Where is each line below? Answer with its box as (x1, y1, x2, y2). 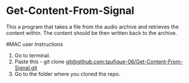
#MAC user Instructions (6, 41, 63, 48)
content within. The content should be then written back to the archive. (6, 29, 177, 36)
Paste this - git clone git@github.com (14, 58, 104, 65)
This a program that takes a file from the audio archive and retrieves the (6, 23, 179, 30)
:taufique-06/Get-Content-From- (104, 58, 183, 65)
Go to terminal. (14, 52, 51, 59)
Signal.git (14, 64, 37, 71)
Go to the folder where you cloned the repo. (14, 70, 121, 77)
